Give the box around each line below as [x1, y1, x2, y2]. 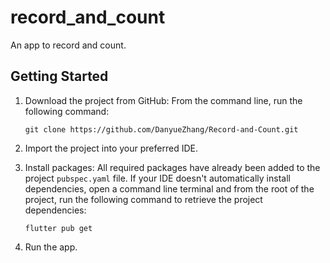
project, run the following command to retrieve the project [24, 193, 263, 205]
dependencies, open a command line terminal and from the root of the [24, 182, 315, 195]
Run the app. [24, 241, 78, 253]
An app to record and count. [10, 39, 127, 51]
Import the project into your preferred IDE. [24, 142, 198, 154]
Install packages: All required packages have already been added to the [24, 161, 321, 173]
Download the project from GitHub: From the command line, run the [24, 94, 303, 106]
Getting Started [10, 68, 109, 85]
